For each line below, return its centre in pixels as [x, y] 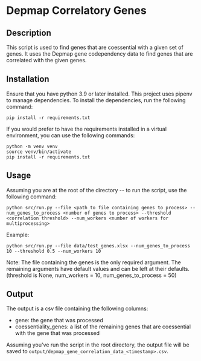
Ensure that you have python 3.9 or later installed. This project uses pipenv [99, 94]
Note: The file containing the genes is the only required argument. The [94, 262]
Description [29, 33]
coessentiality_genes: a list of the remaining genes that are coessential [103, 327]
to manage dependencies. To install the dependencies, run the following [96, 100]
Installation [28, 79]
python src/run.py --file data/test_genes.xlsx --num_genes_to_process [98, 246]
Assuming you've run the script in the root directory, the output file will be [98, 345]
